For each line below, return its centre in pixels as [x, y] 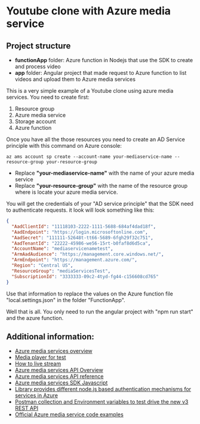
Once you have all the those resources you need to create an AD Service [96, 139]
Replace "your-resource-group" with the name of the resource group [101, 186]
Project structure [39, 46]
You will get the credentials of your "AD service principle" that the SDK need [100, 204]
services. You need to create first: [48, 97]
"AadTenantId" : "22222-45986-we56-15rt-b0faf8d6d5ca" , [81, 243]
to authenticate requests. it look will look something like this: [80, 210]
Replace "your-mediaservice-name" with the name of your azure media [104, 173]
